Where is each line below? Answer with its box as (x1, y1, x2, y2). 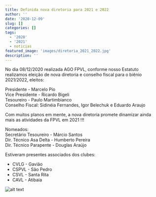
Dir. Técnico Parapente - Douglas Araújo (5, 142, 87, 148)
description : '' (5, 53, 38, 58)
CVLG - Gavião (12, 161, 43, 167)
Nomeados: (5, 127, 29, 132)
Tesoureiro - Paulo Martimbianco (5, 97, 72, 103)
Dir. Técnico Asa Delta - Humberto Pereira (5, 137, 91, 143)
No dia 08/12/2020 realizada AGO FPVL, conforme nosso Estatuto (5, 66, 139, 72)
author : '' (5, 12, 28, 17)
